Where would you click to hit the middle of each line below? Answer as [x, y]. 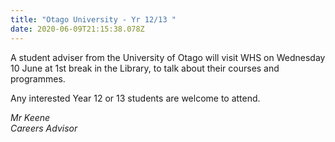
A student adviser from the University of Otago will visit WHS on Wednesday [168, 57]
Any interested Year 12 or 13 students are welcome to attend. [135, 98]
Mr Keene [30, 117]
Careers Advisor [44, 128]
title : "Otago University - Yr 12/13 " [93, 19]
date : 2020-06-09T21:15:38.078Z [77, 29]
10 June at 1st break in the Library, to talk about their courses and [145, 68]
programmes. [38, 78]
